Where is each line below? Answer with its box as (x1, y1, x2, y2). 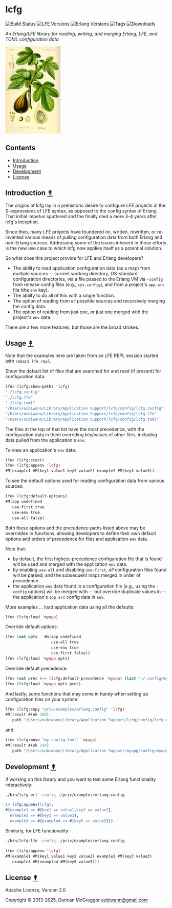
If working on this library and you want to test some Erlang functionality (5, 776, 156, 782)
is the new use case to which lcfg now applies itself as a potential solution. (5, 245, 163, 251)
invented (5, 234, 24, 240)
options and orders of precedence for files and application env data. (5, 536, 148, 542)
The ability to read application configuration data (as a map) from (12, 265, 150, 271)
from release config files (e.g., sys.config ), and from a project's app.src (12, 281, 165, 288)
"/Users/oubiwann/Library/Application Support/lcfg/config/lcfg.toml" (5, 417, 159, 422)
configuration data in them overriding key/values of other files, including (5, 431, 158, 438)
